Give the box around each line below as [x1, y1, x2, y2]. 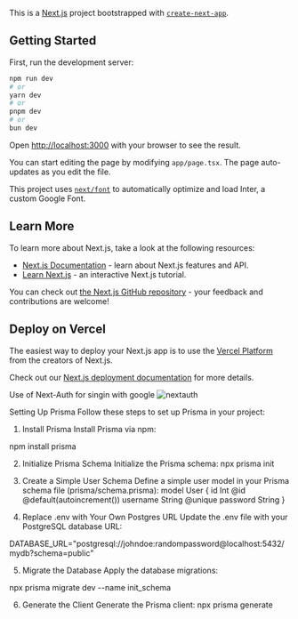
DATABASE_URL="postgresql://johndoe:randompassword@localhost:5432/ [9, 538, 285, 549]
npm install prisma [9, 440, 77, 452]
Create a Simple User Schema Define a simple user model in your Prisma [21, 475, 290, 486]
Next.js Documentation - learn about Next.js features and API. [21, 260, 249, 270]
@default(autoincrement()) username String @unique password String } [21, 494, 286, 505]
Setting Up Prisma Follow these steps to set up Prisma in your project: [9, 406, 265, 417]
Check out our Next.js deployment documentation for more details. [9, 372, 254, 382]
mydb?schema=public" [9, 547, 94, 559]
